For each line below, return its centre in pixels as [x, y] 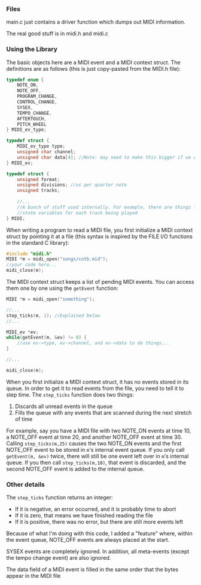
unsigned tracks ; [39, 191]
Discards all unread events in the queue [64, 406]
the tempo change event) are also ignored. [59, 558]
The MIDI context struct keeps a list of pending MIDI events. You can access [100, 282]
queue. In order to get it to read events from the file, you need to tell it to [95, 388]
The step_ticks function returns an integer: [60, 497]
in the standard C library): [38, 242]
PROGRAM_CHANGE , [37, 97]
